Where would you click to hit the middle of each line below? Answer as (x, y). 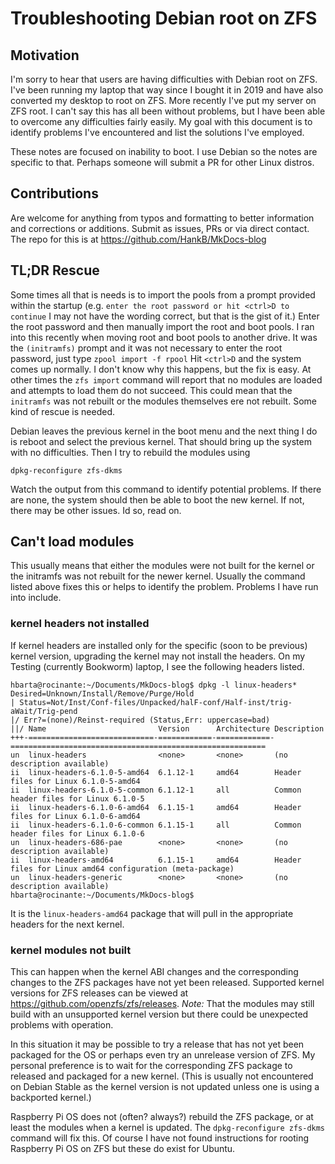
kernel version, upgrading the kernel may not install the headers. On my (158, 656)
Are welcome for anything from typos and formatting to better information (162, 218)
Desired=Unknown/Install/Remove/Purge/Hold (102, 693)
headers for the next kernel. (67, 924)
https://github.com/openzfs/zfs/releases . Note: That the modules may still (162, 1004)
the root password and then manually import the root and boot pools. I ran (162, 326)
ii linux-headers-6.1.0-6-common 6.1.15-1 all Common (156, 825)
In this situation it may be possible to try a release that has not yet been (157, 1044)
